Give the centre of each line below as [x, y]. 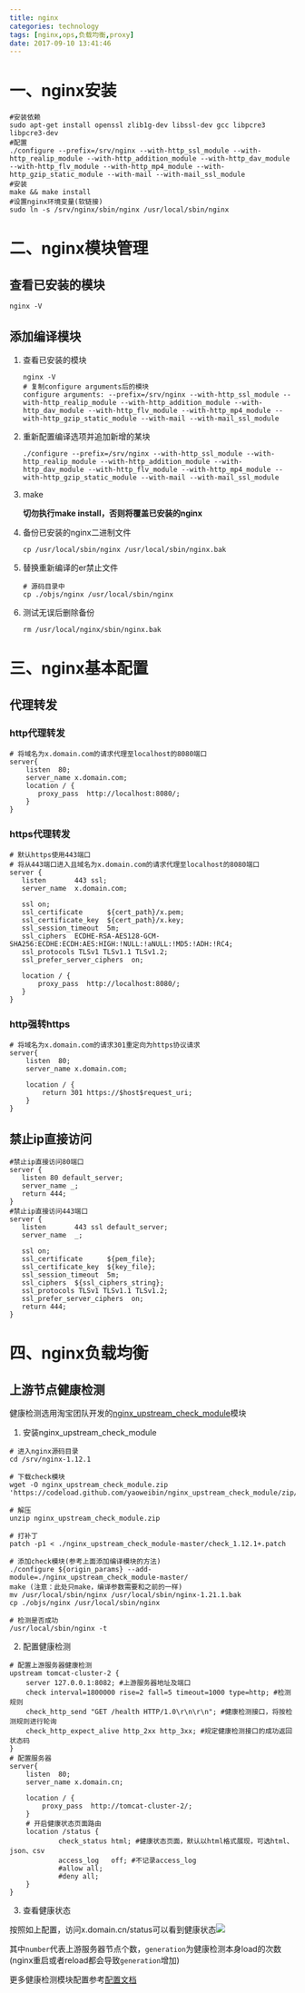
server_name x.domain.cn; [75, 1782]
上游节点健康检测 [57, 1390]
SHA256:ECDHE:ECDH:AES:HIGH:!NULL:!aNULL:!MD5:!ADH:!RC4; [121, 944]
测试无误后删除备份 [59, 612]
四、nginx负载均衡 [79, 1353]
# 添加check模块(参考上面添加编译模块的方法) [85, 1562]
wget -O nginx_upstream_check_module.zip [89, 1485]
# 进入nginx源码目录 [44, 1452]
